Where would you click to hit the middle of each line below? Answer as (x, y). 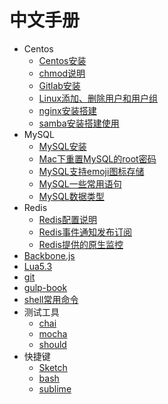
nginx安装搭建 (67, 110)
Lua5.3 (38, 266)
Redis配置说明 (67, 219)
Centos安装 (62, 60)
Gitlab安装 (59, 85)
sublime (55, 388)
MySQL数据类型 (71, 196)
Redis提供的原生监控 (81, 244)
